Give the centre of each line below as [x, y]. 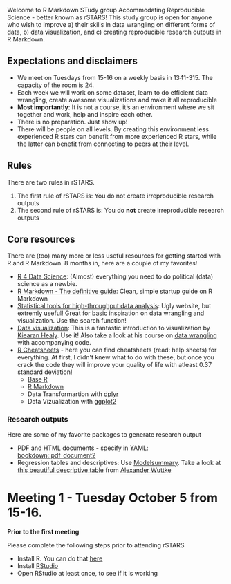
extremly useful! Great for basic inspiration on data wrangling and [111, 313]
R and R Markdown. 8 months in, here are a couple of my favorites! [102, 263]
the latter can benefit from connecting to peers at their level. [103, 144]
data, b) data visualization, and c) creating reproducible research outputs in [114, 32]
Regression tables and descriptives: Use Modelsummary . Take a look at [119, 462]
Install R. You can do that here [60, 558]
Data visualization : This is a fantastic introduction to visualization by [114, 328]
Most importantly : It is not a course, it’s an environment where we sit [115, 107]
